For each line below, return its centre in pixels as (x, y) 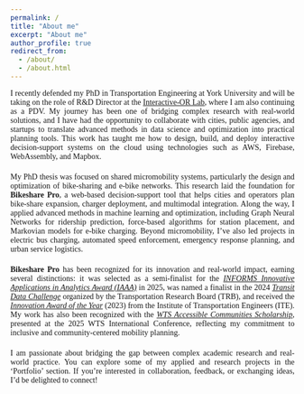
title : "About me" (45, 26)
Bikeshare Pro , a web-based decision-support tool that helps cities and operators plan (153, 195)
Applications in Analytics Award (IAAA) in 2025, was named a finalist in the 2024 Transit (152, 287)
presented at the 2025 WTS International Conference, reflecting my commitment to (152, 323)
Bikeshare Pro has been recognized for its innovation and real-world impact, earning (152, 269)
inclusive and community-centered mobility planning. (95, 332)
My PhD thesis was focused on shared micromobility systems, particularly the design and (152, 177)
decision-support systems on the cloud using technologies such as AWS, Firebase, (152, 147)
